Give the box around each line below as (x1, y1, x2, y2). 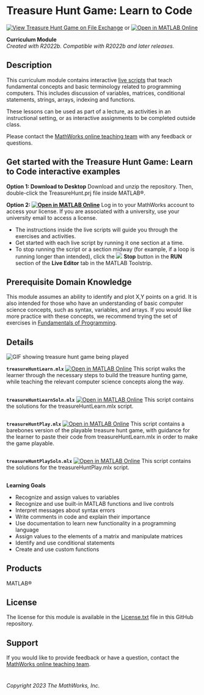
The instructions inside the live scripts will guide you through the (15, 226, 178, 233)
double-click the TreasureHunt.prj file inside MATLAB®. (6, 189, 145, 197)
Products (6, 563, 42, 574)
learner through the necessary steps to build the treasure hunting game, (6, 372, 188, 379)
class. (6, 121, 21, 128)
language (15, 526, 39, 533)
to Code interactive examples (6, 167, 120, 177)
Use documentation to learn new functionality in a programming (15, 519, 176, 527)
